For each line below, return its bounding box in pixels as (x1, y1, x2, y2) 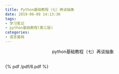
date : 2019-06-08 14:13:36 (5, 12, 61, 17)
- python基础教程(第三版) (5, 25, 53, 30)
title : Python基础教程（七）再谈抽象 (5, 7, 75, 12)
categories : (5, 30, 30, 35)
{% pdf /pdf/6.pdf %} (5, 63, 49, 69)
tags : (5, 16, 16, 21)
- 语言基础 (5, 35, 25, 40)
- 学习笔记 (5, 21, 25, 26)
